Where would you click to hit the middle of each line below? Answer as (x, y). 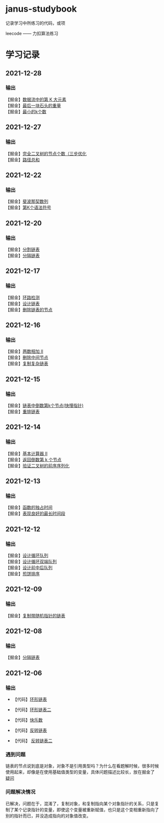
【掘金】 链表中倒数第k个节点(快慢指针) (45, 405)
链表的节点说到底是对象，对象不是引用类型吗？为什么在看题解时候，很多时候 (82, 766)
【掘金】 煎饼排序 (23, 574)
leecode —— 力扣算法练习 (32, 33)
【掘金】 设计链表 (23, 303)
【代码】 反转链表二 (32, 741)
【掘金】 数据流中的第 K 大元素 (36, 99)
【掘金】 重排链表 (23, 411)
